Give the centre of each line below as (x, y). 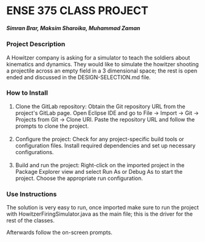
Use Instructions (32, 194)
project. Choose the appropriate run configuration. (79, 178)
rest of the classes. (31, 221)
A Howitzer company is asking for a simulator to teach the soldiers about (98, 57)
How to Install (27, 93)
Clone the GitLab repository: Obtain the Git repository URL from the (100, 106)
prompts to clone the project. (52, 126)
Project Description (36, 44)
